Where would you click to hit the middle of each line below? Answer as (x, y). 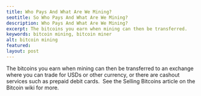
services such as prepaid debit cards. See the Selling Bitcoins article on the (101, 81)
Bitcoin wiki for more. (33, 88)
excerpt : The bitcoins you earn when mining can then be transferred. (97, 29)
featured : (19, 46)
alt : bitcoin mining (32, 40)
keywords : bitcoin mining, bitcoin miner (59, 34)
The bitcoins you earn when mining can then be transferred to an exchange (100, 68)
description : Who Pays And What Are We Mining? (67, 23)
